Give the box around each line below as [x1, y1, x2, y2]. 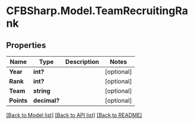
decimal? [33, 96, 60, 105]
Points [9, 96, 28, 105]
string [33, 87, 50, 95]
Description [65, 58, 100, 66]
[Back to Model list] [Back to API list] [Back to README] [6, 112, 142, 119]
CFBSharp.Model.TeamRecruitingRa [6, 4, 189, 18]
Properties [6, 40, 46, 50]
